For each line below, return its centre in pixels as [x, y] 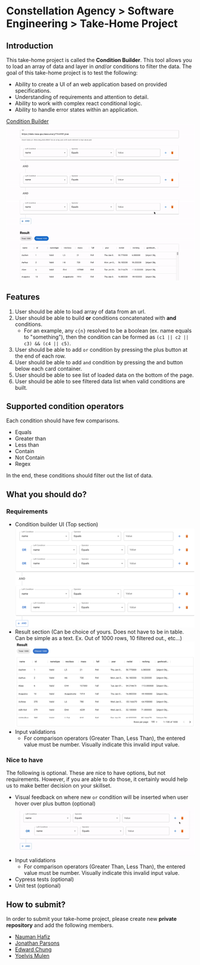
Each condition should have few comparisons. [63, 421]
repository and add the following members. [60, 925]
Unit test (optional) [38, 886]
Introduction [30, 46]
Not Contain [30, 457]
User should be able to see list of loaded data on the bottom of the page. [104, 375]
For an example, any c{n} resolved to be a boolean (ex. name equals [108, 330]
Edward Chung [33, 949]
